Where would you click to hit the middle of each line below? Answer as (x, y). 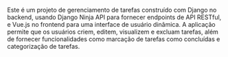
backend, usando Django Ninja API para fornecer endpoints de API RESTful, (114, 17)
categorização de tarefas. (44, 46)
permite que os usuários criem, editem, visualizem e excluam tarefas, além (113, 32)
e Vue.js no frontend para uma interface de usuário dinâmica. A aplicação (112, 24)
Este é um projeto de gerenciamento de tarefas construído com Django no (112, 10)
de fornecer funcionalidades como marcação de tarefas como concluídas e (114, 39)
